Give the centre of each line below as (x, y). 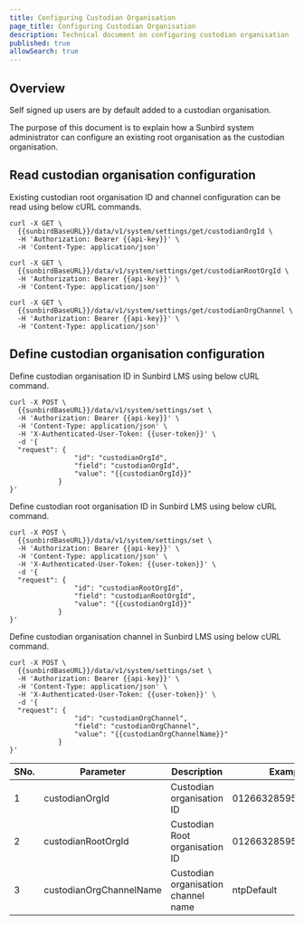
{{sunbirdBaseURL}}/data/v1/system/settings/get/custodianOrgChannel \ (156, 310)
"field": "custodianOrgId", (127, 466)
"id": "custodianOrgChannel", (131, 718)
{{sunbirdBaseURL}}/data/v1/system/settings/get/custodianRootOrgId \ (153, 271)
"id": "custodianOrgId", (121, 458)
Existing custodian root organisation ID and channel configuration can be (145, 197)
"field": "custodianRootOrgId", (135, 596)
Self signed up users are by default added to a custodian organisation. (140, 110)
